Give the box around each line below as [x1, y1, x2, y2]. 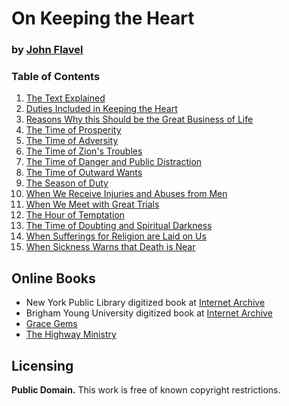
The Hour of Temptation [25, 209, 126, 221]
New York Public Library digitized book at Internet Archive [25, 297, 266, 309]
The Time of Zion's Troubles [25, 145, 143, 157]
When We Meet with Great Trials [25, 198, 160, 211]
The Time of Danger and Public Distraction [25, 156, 203, 168]
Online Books [11, 270, 96, 287]
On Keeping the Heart [11, 7, 195, 30]
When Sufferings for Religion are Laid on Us [25, 230, 207, 242]
